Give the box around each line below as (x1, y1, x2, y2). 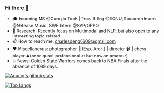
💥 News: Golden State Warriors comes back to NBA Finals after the (12, 58, 148, 64)
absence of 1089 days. (12, 63, 58, 70)
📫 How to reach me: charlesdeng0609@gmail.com (12, 38, 116, 44)
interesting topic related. (12, 33, 61, 39)
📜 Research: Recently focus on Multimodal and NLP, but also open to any (12, 28, 159, 34)
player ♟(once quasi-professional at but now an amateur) (12, 53, 128, 59)
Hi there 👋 (5, 4, 29, 11)
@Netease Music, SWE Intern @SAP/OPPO (12, 23, 99, 29)
